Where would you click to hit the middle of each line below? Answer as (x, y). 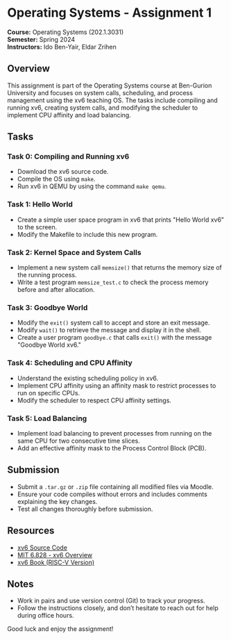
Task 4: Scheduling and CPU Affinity (70, 363)
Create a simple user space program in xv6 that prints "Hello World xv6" (120, 220)
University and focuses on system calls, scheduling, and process (100, 92)
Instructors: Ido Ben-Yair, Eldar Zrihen (62, 47)
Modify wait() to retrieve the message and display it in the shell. (109, 330)
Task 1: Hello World (40, 204)
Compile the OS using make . (56, 179)
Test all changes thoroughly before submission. (85, 509)
